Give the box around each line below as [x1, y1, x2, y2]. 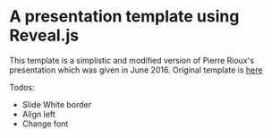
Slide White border [21, 99, 92, 109]
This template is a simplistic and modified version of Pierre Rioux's [9, 55, 255, 65]
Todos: [9, 82, 35, 92]
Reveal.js [9, 25, 79, 46]
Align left [21, 108, 55, 119]
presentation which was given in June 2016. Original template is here [9, 65, 263, 75]
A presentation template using [9, 6, 240, 27]
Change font [21, 118, 69, 129]
